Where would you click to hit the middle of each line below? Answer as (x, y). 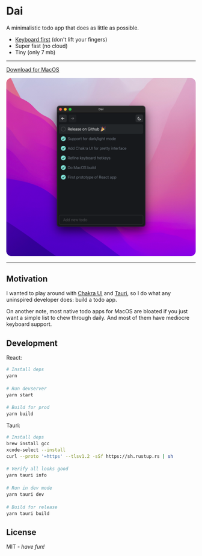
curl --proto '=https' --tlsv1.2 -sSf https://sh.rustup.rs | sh (90, 456)
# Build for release (32, 507)
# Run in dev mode (29, 488)
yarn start (20, 395)
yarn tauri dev (25, 494)
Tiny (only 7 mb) (35, 52)
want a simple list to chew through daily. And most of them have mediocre (98, 318)
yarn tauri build (28, 513)
